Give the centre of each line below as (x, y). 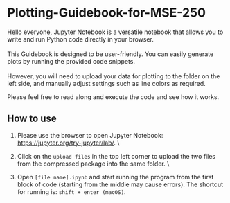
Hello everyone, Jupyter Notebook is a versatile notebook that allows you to (115, 32)
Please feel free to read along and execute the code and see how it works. (113, 97)
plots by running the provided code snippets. (71, 61)
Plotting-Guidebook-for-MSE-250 (107, 13)
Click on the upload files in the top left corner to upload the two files (116, 156)
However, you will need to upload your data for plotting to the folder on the (114, 76)
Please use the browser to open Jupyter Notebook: (90, 135)
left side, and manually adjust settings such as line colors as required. (106, 83)
